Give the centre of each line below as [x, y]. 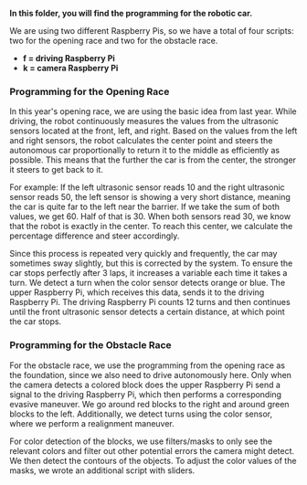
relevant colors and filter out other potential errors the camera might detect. [152, 450]
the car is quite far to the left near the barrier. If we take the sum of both [145, 207]
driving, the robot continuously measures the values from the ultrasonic [144, 121]
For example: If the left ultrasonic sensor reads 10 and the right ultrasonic [147, 187]
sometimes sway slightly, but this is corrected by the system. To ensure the [151, 263]
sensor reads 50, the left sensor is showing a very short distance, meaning [150, 197]
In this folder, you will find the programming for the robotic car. [131, 13]
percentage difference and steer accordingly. [95, 236]
